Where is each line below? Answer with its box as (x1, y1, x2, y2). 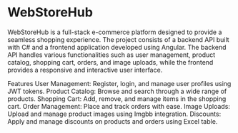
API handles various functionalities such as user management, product (7, 50, 216, 59)
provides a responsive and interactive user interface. (7, 65, 163, 74)
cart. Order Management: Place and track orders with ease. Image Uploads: (7, 102, 231, 110)
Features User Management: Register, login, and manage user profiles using (7, 79, 232, 87)
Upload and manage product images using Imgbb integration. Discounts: (7, 110, 222, 118)
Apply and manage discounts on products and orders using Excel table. (7, 117, 218, 125)
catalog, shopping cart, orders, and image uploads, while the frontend (7, 58, 214, 66)
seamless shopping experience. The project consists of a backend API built (7, 35, 230, 43)
